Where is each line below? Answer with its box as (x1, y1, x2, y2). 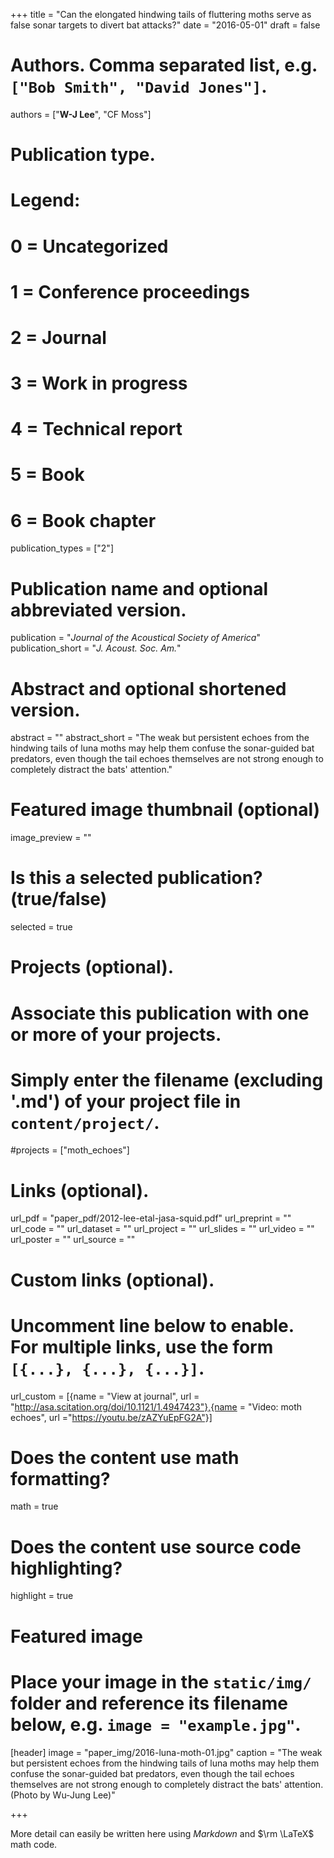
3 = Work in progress (10, 372, 188, 395)
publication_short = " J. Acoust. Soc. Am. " (10, 642, 182, 654)
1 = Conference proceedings (10, 280, 250, 303)
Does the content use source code (10, 1535, 302, 1558)
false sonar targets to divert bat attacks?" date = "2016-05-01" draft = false (10, 19, 321, 31)
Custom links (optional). (10, 1269, 215, 1291)
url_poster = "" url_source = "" (10, 1234, 136, 1246)
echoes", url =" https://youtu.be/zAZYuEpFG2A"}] (10, 1411, 213, 1423)
